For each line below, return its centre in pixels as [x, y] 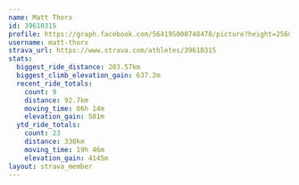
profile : [25, 34]
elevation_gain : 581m [64, 117]
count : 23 [43, 133]
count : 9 [41, 92]
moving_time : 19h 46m [64, 149]
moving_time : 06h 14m [64, 109]
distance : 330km [55, 141]
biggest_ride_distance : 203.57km [79, 68]
